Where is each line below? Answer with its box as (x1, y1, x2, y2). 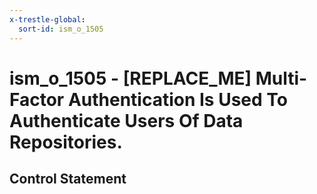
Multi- (255, 67, 308, 90)
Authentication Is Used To (67, 88, 288, 111)
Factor (9, 88, 65, 111)
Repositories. (9, 131, 123, 153)
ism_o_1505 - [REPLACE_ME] (9, 67, 252, 90)
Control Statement (9, 171, 127, 188)
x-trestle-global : (9, 14, 86, 25)
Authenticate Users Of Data (9, 109, 244, 132)
